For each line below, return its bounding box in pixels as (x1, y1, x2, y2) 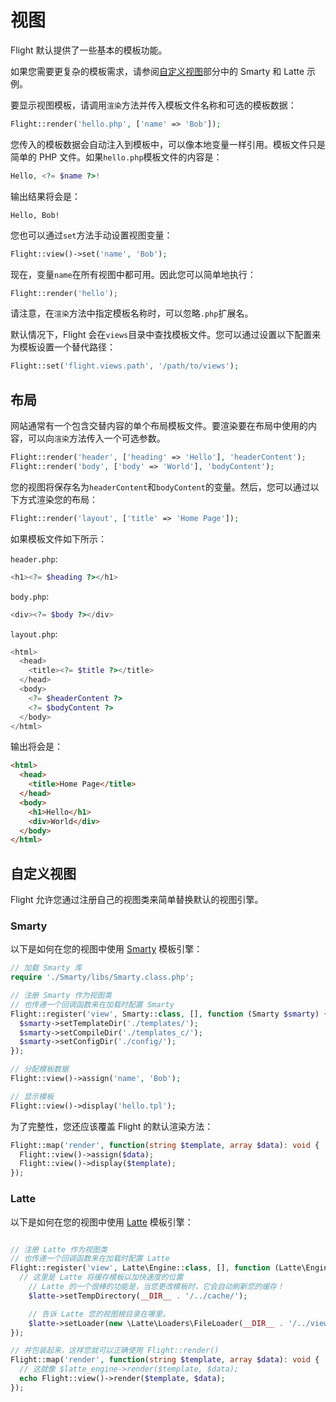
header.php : (10, 552, 58, 565)
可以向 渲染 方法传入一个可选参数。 (27, 432, 166, 445)
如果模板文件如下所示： (10, 532, 107, 545)
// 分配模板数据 (10, 1064, 69, 1075)
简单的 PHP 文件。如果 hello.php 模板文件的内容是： (10, 151, 223, 163)
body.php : (10, 590, 50, 602)
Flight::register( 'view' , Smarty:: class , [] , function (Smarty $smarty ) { (10, 1009, 329, 1019)
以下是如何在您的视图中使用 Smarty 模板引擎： (10, 943, 203, 955)
